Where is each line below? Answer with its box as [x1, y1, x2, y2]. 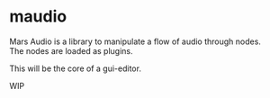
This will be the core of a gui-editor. [9, 63, 142, 74]
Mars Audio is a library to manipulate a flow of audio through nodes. [9, 36, 261, 47]
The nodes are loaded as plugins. [9, 45, 133, 56]
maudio [9, 6, 67, 27]
